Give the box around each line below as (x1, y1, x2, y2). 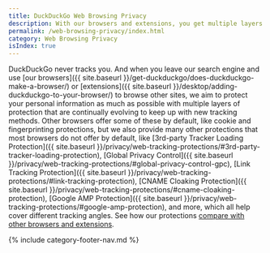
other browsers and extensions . (8, 220, 115, 229)
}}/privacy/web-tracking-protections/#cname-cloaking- (49, 185, 235, 195)
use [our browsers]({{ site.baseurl (8, 73, 122, 83)
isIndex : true (8, 42, 57, 50)
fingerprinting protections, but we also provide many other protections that (8, 125, 258, 135)
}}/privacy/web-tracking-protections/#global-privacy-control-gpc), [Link (8, 159, 251, 169)
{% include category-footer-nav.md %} (8, 235, 139, 245)
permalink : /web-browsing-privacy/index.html (8, 27, 165, 35)
